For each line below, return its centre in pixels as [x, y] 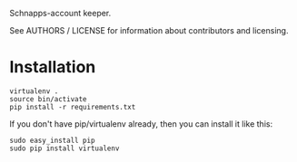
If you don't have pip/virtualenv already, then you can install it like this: [141, 124]
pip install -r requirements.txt [73, 107]
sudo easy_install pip [52, 140]
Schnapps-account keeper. [60, 13]
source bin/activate [49, 99]
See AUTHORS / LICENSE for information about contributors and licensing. [149, 30]
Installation [53, 67]
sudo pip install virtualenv [64, 148]
